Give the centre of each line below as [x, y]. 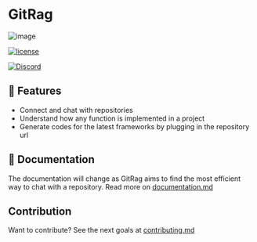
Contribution [40, 211]
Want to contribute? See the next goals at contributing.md [101, 230]
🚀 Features [35, 91]
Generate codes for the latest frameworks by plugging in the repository [134, 126]
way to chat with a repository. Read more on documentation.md [111, 186]
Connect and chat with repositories [76, 110]
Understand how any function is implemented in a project [112, 118]
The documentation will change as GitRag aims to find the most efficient [125, 179]
